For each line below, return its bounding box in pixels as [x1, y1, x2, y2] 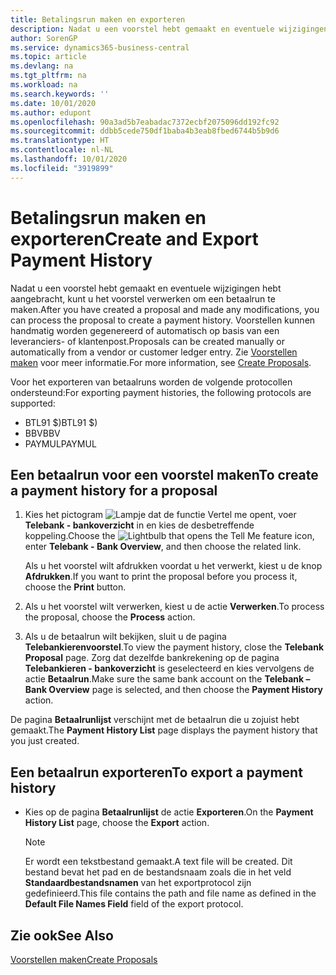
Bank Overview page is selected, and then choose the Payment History [24, 684, 323, 696]
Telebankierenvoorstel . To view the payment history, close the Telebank [24, 641, 325, 653]
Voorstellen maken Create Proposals [10, 954, 158, 965]
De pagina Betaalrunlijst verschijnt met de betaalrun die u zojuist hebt [10, 714, 300, 726]
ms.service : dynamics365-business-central [10, 42, 190, 53]
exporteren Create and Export [10, 227, 259, 250]
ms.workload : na [10, 80, 78, 90]
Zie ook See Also [10, 927, 114, 944]
